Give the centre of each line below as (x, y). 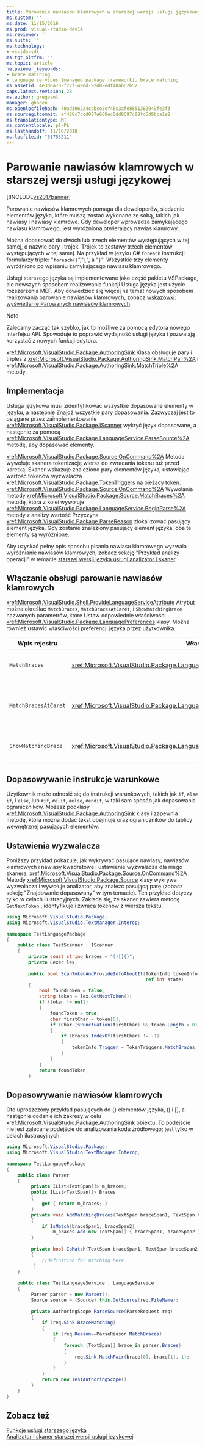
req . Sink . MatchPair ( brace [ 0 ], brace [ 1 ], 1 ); (132, 1357)
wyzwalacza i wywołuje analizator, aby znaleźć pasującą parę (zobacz (95, 887)
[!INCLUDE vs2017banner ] (39, 197)
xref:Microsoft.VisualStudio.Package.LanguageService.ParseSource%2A (98, 438)
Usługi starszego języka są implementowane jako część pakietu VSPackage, (103, 278)
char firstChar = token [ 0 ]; (85, 1019)
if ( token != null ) (63, 1002)
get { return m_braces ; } (75, 1204)
